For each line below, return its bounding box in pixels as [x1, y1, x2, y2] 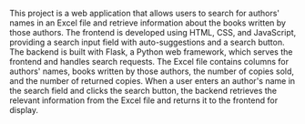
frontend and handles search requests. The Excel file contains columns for [9, 57, 290, 67]
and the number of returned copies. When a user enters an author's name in [9, 76, 296, 86]
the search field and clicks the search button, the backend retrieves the [9, 86, 278, 96]
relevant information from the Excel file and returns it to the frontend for [9, 95, 279, 106]
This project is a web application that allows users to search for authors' [9, 8, 280, 18]
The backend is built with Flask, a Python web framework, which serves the [9, 46, 293, 57]
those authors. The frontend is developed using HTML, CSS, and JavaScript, [9, 27, 297, 37]
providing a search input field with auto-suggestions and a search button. [9, 36, 285, 47]
